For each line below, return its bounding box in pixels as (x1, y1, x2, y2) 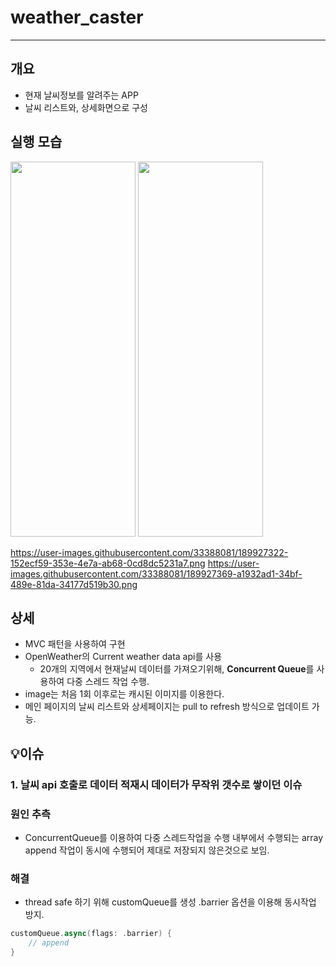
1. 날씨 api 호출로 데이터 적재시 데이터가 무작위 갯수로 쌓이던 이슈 (10, 777, 303, 791)
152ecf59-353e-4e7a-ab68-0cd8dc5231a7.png (10, 557, 206, 569)
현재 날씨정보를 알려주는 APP (24, 89, 139, 101)
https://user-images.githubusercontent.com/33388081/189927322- (10, 546, 289, 558)
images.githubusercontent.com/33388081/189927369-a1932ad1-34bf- (10, 567, 303, 580)
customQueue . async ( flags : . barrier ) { (10, 929, 172, 939)
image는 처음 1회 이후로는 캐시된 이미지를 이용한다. (24, 688, 225, 700)
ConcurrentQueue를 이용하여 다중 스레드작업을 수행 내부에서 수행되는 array (24, 831, 324, 843)
